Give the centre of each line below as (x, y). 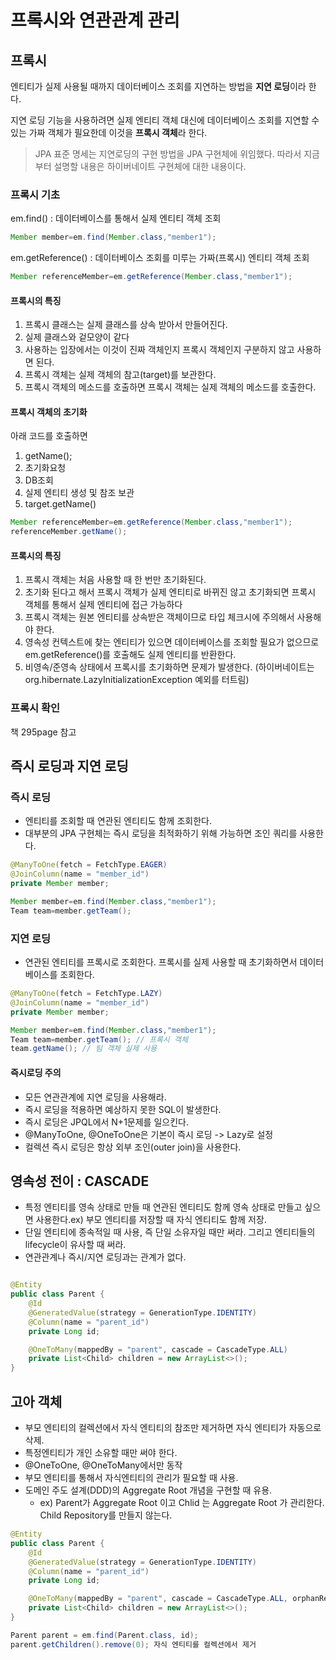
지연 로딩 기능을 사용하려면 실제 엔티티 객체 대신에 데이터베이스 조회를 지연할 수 (165, 120)
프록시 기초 (35, 194)
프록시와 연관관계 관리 (95, 20)
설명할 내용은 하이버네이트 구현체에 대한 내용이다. (150, 166)
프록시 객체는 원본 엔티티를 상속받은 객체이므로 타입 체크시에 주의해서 (159, 617)
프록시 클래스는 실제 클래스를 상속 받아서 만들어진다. (126, 325)
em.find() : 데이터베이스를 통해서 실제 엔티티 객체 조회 (116, 218)
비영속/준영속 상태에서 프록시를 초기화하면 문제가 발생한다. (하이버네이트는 (169, 667)
